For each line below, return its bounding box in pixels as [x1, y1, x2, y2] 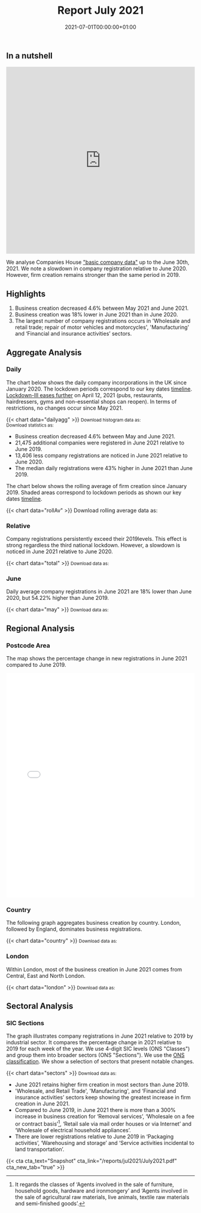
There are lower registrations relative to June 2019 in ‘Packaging [14, 1133, 174, 1140]
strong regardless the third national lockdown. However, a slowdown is [6, 542, 181, 549]
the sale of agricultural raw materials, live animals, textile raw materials [14, 1194, 190, 1201]
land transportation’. [14, 1146, 65, 1153]
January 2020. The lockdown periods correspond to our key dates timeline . [6, 385, 193, 392]
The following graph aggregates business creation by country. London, [6, 919, 181, 926]
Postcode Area [6, 641, 50, 650]
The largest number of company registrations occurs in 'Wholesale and [14, 318, 191, 325]
